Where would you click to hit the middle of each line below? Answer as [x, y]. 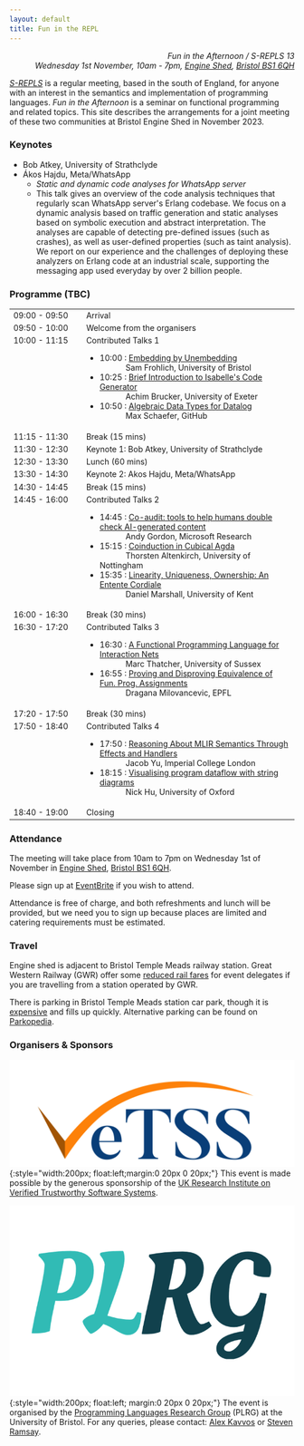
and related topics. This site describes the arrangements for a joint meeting [150, 112]
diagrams [117, 782]
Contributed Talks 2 [123, 500]
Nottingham [121, 565]
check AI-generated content [152, 527]
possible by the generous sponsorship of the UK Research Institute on [140, 1183]
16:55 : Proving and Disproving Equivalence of [186, 674]
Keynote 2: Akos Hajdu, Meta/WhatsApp [161, 474]
